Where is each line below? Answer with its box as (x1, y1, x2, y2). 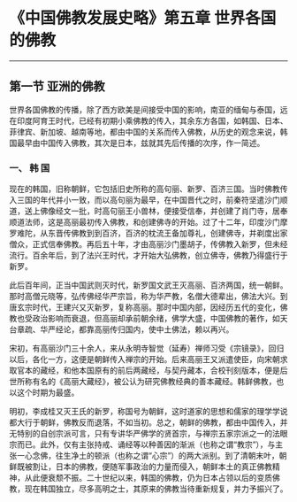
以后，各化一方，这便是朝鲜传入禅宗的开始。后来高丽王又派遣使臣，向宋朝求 (9, 354, 288, 365)
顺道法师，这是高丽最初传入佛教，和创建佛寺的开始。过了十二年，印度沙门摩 (9, 217, 288, 228)
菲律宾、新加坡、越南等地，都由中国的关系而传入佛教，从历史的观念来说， (9, 126, 280, 137)
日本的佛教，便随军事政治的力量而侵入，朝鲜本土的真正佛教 (55, 461, 272, 472)
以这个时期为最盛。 (9, 387, 80, 398)
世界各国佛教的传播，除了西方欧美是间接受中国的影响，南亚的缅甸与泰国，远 (9, 104, 288, 115)
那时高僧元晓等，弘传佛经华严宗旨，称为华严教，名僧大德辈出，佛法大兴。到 (9, 291, 288, 302)
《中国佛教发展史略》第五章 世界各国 (9, 8, 277, 28)
